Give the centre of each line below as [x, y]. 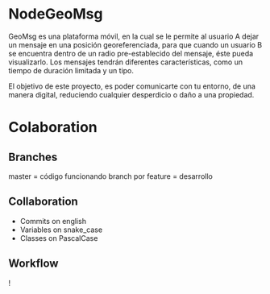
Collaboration [43, 202]
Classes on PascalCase [59, 238]
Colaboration [53, 128]
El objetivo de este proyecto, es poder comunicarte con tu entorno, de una [132, 86]
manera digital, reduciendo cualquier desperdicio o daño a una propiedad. [131, 94]
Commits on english [53, 221]
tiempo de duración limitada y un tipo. [71, 70]
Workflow [33, 264]
